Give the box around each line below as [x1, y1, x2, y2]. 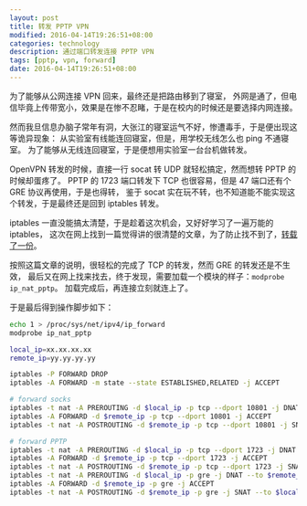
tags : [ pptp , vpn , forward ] [9, 56, 117, 65]
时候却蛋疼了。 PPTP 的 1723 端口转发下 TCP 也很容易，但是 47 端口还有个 [9, 174, 291, 185]
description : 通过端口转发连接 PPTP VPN [9, 47, 154, 57]
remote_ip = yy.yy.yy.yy [9, 353, 96, 363]
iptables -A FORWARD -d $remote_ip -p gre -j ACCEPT [9, 480, 215, 489]
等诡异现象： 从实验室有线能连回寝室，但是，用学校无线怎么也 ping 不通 [9, 132, 281, 143]
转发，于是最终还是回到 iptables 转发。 [16, 197, 164, 208]
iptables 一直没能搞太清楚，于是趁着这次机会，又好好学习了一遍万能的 [9, 216, 274, 228]
